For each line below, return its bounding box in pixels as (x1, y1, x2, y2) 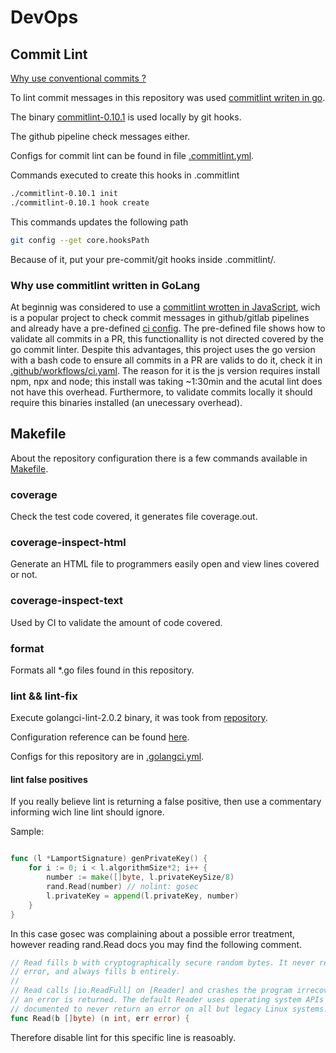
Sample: (10, 826, 45, 838)
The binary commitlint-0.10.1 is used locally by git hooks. (10, 111, 242, 123)
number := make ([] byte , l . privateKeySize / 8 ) (46, 872, 235, 883)
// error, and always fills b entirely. (10, 967, 182, 977)
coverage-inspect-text (10, 594, 124, 608)
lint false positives (10, 773, 88, 785)
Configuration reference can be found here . (10, 731, 190, 743)
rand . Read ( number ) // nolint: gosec (46, 882, 199, 892)
